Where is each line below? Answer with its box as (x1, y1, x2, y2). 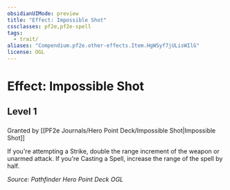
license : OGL (7, 49, 45, 56)
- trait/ (13, 36, 39, 43)
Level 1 (7, 106, 37, 117)
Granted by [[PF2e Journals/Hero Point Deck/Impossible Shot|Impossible (7, 126, 216, 135)
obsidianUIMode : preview (7, 10, 79, 17)
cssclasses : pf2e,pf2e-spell (7, 23, 91, 30)
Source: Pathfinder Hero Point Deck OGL (7, 175, 123, 184)
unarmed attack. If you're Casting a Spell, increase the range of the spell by (7, 155, 223, 163)
